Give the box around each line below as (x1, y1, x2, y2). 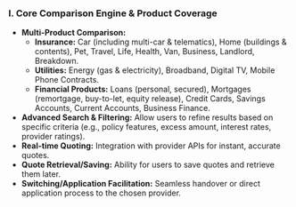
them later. (21, 169, 62, 179)
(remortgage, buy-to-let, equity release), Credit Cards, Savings (34, 93, 267, 104)
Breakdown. (34, 56, 79, 67)
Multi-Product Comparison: (21, 28, 127, 38)
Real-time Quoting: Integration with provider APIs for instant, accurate (21, 140, 282, 151)
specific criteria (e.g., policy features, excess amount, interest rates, (21, 122, 272, 132)
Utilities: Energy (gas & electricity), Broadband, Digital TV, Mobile (34, 65, 275, 76)
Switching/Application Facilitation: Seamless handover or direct (21, 179, 260, 189)
